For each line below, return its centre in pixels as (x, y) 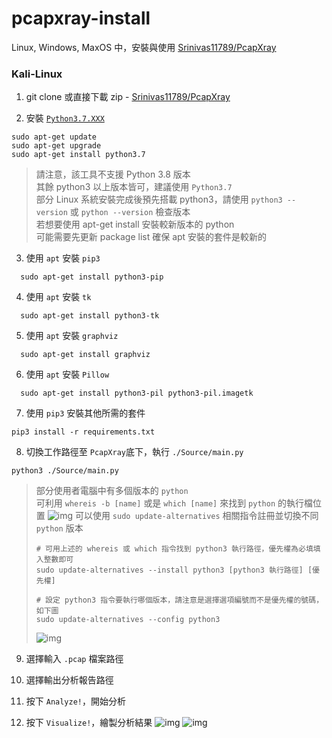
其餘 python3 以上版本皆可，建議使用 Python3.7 (134, 187)
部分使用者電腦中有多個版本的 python (112, 491)
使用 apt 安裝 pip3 (63, 258)
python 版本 (59, 528)
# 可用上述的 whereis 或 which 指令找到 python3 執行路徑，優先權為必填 (174, 549)
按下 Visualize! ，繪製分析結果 (89, 723)
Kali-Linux (37, 74)
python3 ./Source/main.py (65, 471)
